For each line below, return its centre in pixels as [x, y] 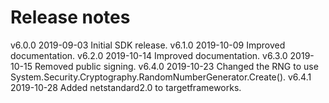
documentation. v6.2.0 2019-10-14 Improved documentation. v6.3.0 [149, 55]
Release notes [70, 17]
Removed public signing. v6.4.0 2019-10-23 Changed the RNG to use [176, 66]
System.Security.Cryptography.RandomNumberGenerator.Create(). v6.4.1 [161, 77]
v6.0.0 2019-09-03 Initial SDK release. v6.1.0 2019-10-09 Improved [148, 45]
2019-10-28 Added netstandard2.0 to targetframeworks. [126, 87]
